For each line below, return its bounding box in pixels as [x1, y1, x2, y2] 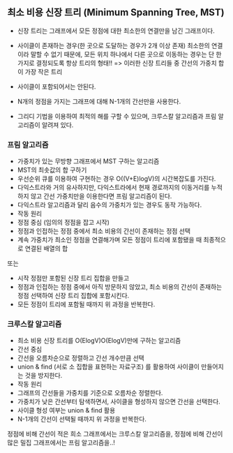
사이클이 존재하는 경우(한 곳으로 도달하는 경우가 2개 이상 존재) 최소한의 [17, 41, 211, 50]
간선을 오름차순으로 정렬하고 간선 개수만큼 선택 [17, 354, 144, 362]
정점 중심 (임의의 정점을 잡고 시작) [17, 218, 110, 227]
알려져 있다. [41, 121, 74, 129]
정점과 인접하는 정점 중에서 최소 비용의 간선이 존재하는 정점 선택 [17, 227, 190, 235]
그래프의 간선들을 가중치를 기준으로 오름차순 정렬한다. [17, 389, 163, 397]
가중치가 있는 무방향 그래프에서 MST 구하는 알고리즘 [17, 157, 160, 165]
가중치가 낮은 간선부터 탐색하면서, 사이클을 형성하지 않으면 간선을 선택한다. [17, 397, 221, 406]
